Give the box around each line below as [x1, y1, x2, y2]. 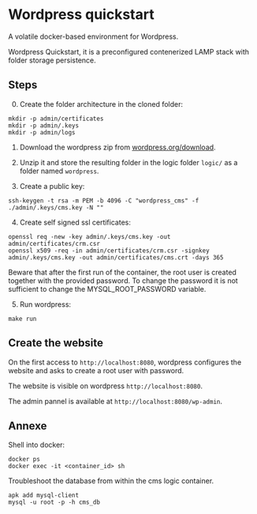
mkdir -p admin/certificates [8, 115, 104, 123]
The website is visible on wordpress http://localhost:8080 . [8, 381, 203, 391]
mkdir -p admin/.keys [8, 121, 80, 130]
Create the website [8, 336, 104, 350]
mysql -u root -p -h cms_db [8, 498, 101, 507]
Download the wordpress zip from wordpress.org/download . [19, 142, 216, 152]
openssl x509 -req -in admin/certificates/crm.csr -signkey [8, 247, 210, 255]
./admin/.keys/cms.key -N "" [8, 203, 104, 211]
